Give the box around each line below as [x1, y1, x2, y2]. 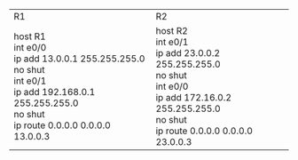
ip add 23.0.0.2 [155, 47, 220, 59]
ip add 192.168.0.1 [13, 86, 96, 98]
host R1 [13, 30, 46, 43]
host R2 [155, 25, 188, 36]
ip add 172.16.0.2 [155, 92, 232, 103]
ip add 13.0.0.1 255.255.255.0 [13, 52, 145, 65]
